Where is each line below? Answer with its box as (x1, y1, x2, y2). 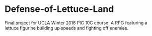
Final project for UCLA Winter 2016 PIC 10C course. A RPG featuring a (4, 20, 148, 26)
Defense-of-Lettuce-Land (4, 3, 114, 15)
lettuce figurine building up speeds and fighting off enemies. (4, 25, 129, 31)
